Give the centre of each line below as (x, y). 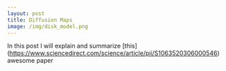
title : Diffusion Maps (40, 20)
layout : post (26, 13)
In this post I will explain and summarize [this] (72, 46)
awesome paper (30, 61)
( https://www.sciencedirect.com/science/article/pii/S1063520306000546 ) (113, 53)
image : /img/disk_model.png (48, 26)
